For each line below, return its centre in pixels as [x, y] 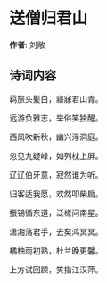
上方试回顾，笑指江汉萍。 [56, 270]
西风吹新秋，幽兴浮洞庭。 [56, 137]
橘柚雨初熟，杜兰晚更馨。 [56, 250]
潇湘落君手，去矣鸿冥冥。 [56, 231]
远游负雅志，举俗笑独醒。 [56, 118]
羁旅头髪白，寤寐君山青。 [56, 98]
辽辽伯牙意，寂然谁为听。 [56, 174]
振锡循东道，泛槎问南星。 [56, 212]
